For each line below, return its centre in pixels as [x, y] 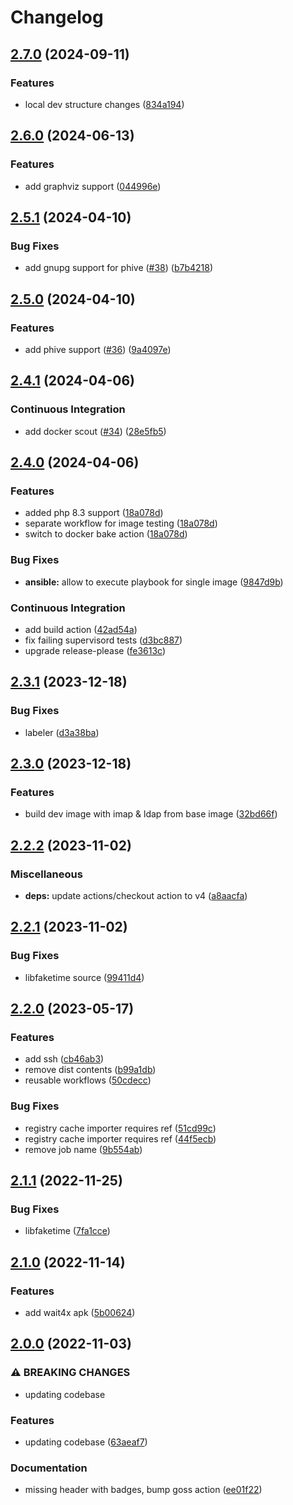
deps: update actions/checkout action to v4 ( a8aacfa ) [136, 895]
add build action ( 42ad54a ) [81, 629]
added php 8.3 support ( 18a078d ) [94, 513]
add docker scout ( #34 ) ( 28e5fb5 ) [95, 431]
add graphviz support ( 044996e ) [93, 186]
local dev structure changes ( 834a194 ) [104, 104]
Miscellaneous [46, 874]
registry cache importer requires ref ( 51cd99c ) [120, 1128]
